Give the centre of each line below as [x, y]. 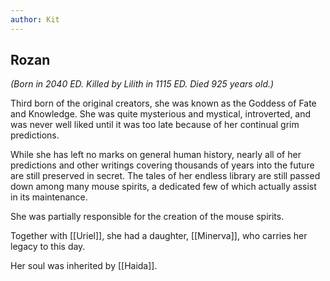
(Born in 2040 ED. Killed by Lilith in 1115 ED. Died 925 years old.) [142, 84]
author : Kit [35, 19]
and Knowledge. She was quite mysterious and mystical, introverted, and [161, 114]
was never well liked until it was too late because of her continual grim [155, 125]
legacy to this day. [48, 247]
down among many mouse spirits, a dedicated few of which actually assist [163, 187]
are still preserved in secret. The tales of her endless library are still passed [165, 176]
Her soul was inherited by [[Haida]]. [84, 266]
